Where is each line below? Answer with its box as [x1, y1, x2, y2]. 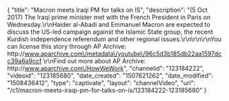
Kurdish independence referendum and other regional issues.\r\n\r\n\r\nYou [7, 35, 222, 43]
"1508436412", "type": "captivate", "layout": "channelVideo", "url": [7, 79, 196, 87]
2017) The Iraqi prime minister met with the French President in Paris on [7, 13, 211, 21]
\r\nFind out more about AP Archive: [43, 57, 146, 65]
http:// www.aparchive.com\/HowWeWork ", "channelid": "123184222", [7, 65, 205, 72]
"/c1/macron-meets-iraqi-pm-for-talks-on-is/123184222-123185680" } [7, 86, 207, 94]
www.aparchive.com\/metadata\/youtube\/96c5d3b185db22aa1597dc [24, 49, 222, 58]
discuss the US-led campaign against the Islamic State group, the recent [7, 27, 214, 36]
